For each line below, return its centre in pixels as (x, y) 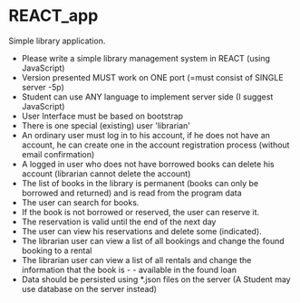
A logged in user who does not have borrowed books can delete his (148, 164)
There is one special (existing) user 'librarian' (106, 125)
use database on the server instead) (89, 289)
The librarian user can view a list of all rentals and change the (136, 260)
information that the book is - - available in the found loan (129, 270)
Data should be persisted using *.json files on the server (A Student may (156, 279)
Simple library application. (57, 41)
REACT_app (53, 16)
